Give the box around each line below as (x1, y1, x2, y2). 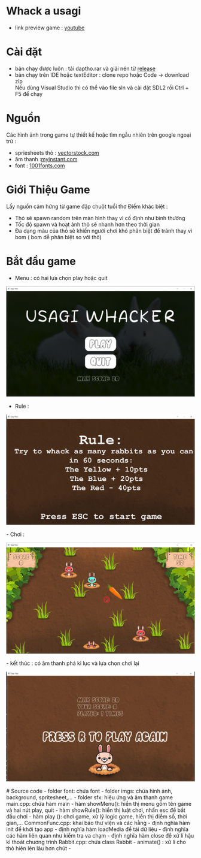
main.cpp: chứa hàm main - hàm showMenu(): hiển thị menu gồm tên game (6, 800, 192, 808)
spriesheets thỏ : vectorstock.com (14, 149, 100, 156)
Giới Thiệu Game (6, 183, 90, 196)
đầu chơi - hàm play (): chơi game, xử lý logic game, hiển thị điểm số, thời (6, 813, 187, 820)
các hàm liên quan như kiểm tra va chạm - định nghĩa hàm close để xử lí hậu (6, 832, 194, 839)
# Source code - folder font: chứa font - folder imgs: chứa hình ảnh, (6, 787, 173, 795)
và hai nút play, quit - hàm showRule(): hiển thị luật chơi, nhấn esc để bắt (6, 806, 185, 814)
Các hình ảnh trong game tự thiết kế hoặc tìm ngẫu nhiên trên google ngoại (6, 131, 191, 139)
